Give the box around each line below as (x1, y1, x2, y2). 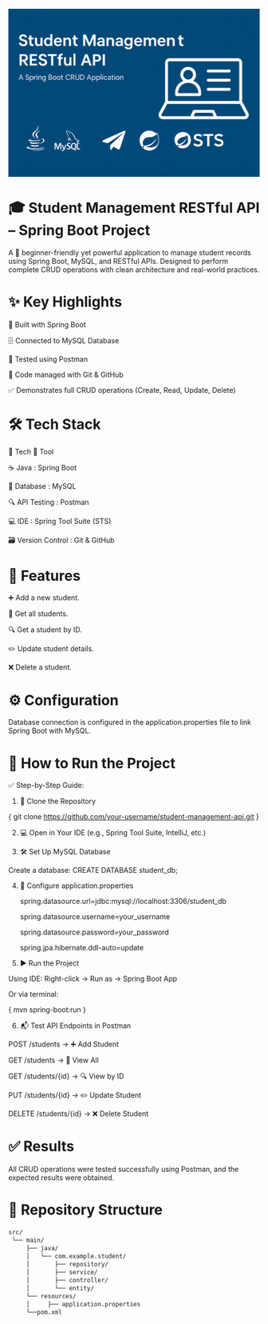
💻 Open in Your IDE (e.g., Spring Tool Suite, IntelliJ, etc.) (19, 828, 207, 838)
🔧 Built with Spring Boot (8, 319, 86, 329)
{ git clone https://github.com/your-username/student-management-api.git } (8, 812, 259, 822)
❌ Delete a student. (8, 662, 72, 672)
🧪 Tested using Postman (8, 354, 89, 364)
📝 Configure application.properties (19, 881, 134, 890)
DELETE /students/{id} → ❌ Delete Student (8, 1109, 149, 1118)
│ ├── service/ (26, 1269, 98, 1277)
